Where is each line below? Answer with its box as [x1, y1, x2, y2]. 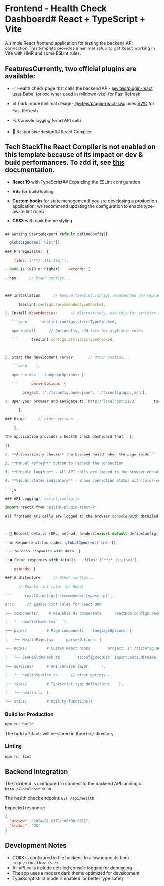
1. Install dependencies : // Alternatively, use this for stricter [5, 311, 156, 316]
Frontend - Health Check [5, 3, 107, 14]
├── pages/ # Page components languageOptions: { [5, 628, 132, 633]
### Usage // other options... [5, 417, 80, 422]
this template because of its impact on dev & [5, 150, 143, 159]
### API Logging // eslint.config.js [5, 496, 80, 501]
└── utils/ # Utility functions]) [5, 699, 93, 704]
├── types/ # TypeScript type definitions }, [5, 681, 123, 686]
